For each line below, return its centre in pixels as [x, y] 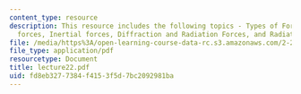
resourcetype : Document [54, 59]
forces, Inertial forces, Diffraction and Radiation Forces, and [142, 34]
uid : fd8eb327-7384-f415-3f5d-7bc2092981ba [92, 76]
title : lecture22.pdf [50, 68]
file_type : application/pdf [62, 51]
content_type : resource [54, 17]
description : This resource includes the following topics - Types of [144, 26]
